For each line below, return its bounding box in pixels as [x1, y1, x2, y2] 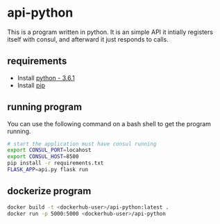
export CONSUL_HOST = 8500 [7, 153, 79, 160]
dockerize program [7, 185, 92, 197]
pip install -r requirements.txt [7, 160, 104, 167]
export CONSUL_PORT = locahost [7, 147, 92, 154]
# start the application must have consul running [7, 140, 157, 147]
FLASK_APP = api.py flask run [7, 166, 89, 173]
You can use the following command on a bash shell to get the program [7, 119, 212, 128]
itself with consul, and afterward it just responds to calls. [7, 35, 169, 43]
